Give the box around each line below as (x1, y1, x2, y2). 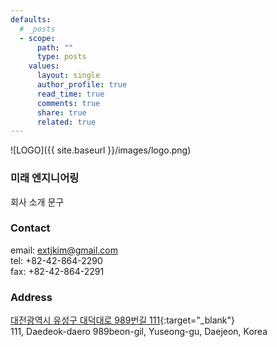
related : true (36, 117, 97, 127)
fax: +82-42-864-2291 (10, 265, 105, 277)
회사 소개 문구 (10, 196, 65, 208)
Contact (10, 221, 51, 235)
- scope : (19, 33, 56, 43)
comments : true (36, 98, 101, 108)
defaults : (10, 14, 52, 25)
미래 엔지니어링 (10, 171, 80, 185)
